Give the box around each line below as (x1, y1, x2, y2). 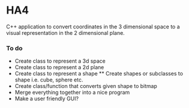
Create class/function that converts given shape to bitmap (14, 83, 157, 90)
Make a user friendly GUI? (14, 95, 79, 102)
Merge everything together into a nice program (14, 89, 130, 96)
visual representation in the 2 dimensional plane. (6, 29, 125, 36)
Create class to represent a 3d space (14, 57, 106, 65)
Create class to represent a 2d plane (14, 64, 104, 71)
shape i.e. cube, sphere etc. (14, 76, 83, 83)
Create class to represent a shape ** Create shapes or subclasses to (14, 70, 183, 77)
